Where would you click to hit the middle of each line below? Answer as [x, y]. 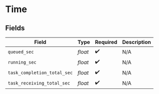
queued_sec [21, 52]
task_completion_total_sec [40, 73]
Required [106, 42]
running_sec [22, 62]
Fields [15, 28]
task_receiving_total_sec [39, 83]
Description [136, 42]
